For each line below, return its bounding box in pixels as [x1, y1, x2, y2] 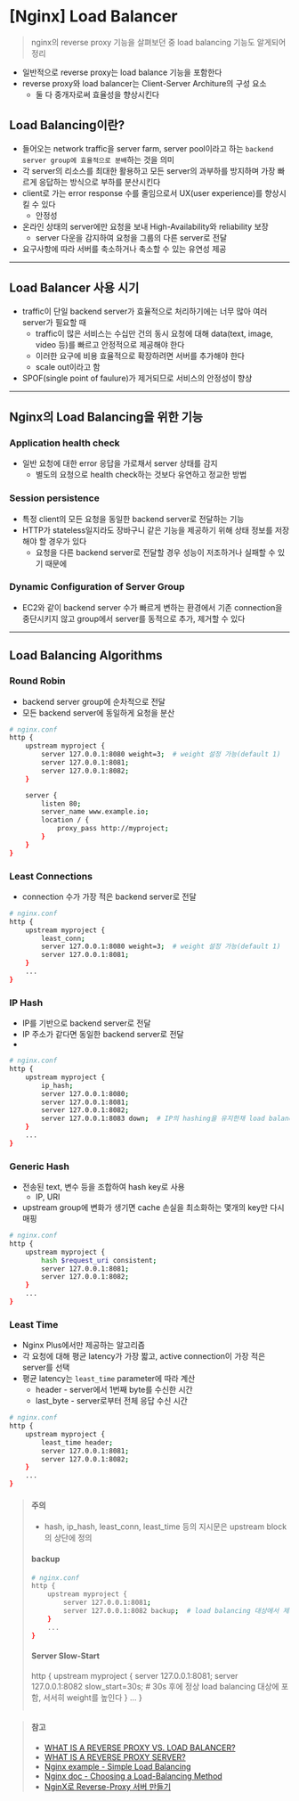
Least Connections [9, 870, 93, 882]
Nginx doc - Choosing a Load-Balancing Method [44, 1771, 222, 1781]
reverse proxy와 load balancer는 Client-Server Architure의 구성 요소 [21, 78, 267, 88]
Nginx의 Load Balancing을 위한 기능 [9, 409, 203, 424]
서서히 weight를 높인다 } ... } [43, 1691, 142, 1703]
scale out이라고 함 [35, 361, 101, 372]
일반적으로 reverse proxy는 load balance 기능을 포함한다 [21, 67, 222, 78]
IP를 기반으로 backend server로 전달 [21, 1018, 151, 1028]
